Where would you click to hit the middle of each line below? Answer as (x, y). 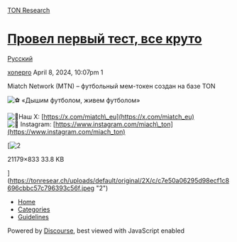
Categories (34, 209)
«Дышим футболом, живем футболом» (81, 100)
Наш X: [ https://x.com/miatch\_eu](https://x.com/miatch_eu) (107, 116)
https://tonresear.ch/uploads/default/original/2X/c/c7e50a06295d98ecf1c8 (119, 180)
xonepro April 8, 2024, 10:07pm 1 (55, 72)
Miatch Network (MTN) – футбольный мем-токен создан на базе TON (111, 86)
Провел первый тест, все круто (105, 39)
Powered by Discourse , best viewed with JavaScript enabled (96, 231)
